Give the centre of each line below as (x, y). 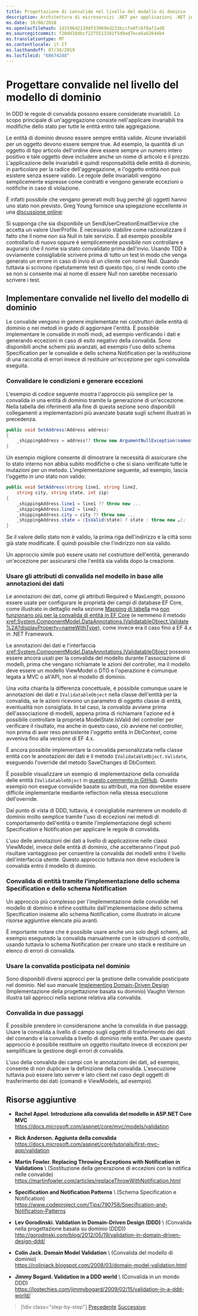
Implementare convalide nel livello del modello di (98, 298)
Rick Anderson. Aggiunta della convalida (65, 1138)
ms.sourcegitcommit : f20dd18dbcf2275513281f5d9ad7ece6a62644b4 (85, 34)
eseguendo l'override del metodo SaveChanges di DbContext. (81, 763)
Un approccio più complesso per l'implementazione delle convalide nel (92, 901)
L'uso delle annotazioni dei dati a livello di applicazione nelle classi (87, 841)
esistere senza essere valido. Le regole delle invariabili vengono (84, 175)
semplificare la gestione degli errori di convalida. (65, 1051)
